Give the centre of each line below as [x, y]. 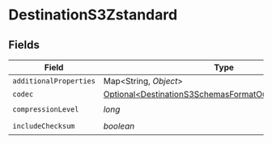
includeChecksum [44, 126]
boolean [119, 125]
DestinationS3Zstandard [93, 15]
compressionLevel [46, 109]
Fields [24, 45]
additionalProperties [54, 81]
